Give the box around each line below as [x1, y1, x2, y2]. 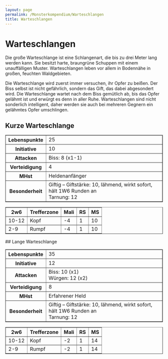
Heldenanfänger [48, 172, 87, 179]
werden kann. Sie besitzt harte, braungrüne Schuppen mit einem [5, 60, 138, 66]
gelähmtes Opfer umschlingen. [5, 107, 69, 113]
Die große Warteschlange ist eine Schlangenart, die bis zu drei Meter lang [5, 54, 157, 60]
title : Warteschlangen [5, 16, 52, 21]
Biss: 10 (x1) [48, 268, 79, 275]
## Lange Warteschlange [5, 238, 57, 245]
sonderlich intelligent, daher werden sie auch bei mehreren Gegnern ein [5, 101, 153, 107]
